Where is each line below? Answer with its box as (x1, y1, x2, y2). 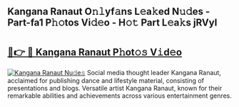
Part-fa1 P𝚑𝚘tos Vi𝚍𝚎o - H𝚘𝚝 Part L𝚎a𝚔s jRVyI (7, 17, 218, 29)
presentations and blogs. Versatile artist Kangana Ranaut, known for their (7, 84, 223, 92)
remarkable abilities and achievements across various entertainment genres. (7, 91, 232, 100)
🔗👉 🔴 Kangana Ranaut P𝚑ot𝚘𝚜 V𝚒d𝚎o (7, 46, 183, 58)
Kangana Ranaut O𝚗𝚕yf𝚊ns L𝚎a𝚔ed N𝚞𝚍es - (7, 6, 210, 18)
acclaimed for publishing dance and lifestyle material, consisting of (7, 77, 205, 84)
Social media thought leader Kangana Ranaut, (86, 69, 221, 77)
